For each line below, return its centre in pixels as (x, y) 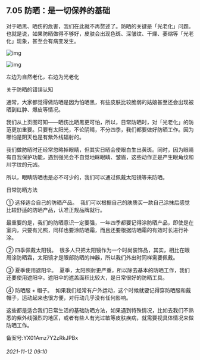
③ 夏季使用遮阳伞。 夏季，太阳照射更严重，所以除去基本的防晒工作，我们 (98, 270)
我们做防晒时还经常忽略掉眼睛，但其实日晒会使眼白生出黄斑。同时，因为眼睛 (100, 149)
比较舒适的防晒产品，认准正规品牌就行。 (56, 209)
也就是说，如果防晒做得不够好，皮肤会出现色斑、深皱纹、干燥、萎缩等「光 (97, 33)
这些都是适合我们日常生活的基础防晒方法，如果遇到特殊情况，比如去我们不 (97, 310)
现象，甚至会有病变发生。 (48, 41)
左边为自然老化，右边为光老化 (43, 77)
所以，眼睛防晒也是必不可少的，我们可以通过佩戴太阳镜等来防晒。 (87, 177)
